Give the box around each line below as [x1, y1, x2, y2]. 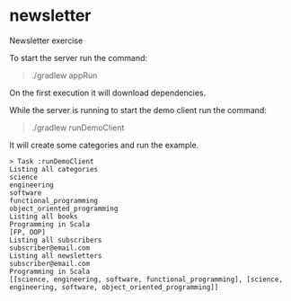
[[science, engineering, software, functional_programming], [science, [9, 275, 283, 284]
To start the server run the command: [9, 52, 148, 63]
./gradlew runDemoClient [31, 122, 125, 133]
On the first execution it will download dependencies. [9, 87, 207, 98]
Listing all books [9, 212, 78, 221]
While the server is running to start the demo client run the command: [9, 104, 267, 115]
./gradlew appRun [31, 69, 98, 81]
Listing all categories [9, 164, 99, 173]
